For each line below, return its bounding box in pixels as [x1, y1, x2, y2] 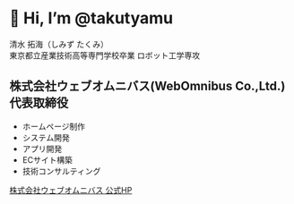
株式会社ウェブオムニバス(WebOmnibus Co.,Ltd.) [9, 79, 286, 94]
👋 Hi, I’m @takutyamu [9, 8, 174, 29]
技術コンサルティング [22, 166, 101, 176]
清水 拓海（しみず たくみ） [9, 38, 109, 49]
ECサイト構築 [22, 154, 73, 165]
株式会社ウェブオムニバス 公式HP [9, 184, 133, 195]
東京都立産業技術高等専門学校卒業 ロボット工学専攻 [9, 49, 200, 61]
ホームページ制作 [22, 121, 86, 132]
